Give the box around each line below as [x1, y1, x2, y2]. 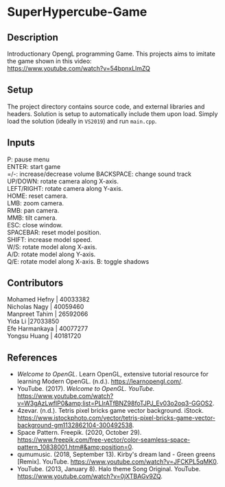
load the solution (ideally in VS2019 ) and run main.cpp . [7, 117, 157, 125]
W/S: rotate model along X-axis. [7, 242, 97, 251]
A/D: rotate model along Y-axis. [7, 250, 96, 258]
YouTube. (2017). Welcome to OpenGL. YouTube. [16, 385, 155, 393]
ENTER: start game [7, 162, 61, 170]
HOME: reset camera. [7, 192, 68, 200]
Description [7, 32, 58, 43]
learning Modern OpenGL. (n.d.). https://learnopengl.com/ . [16, 377, 183, 385]
